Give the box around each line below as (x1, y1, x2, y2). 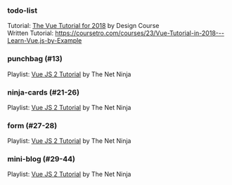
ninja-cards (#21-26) (7, 87, 79, 97)
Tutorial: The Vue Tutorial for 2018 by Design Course (7, 22, 160, 30)
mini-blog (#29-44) (7, 154, 76, 164)
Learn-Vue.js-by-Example (7, 36, 82, 45)
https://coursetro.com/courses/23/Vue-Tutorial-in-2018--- (55, 29, 225, 37)
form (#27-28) (7, 121, 58, 130)
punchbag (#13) (7, 54, 63, 64)
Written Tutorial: (7, 29, 54, 37)
